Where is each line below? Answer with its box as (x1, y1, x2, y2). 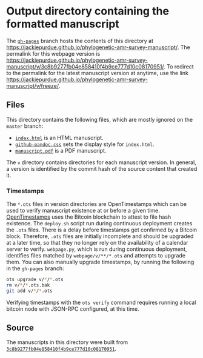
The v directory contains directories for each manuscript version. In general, (6, 159, 197, 166)
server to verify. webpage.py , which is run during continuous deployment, (6, 245, 187, 253)
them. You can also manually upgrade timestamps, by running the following (6, 259, 195, 266)
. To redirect (163, 62, 194, 70)
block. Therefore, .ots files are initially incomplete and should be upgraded (6, 233, 194, 240)
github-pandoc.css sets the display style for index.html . (15, 141, 155, 148)
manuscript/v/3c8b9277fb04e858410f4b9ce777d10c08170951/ (6, 62, 164, 70)
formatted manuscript (6, 17, 119, 31)
